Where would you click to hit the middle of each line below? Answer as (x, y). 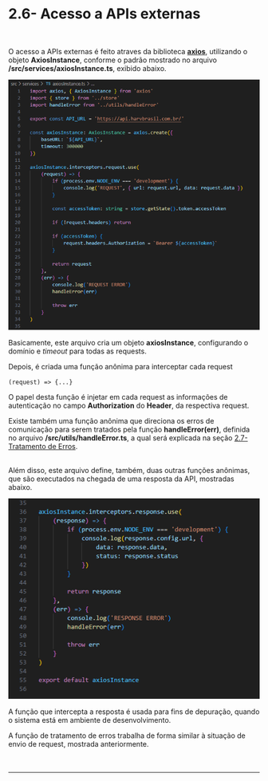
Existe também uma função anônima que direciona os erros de (111, 421)
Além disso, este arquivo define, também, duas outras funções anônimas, (129, 471)
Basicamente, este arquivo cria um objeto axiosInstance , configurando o (128, 343)
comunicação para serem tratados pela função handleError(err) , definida (129, 430)
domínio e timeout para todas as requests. (78, 351)
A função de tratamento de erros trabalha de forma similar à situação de (127, 736)
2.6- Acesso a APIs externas (104, 14)
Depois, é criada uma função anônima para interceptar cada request (120, 367)
